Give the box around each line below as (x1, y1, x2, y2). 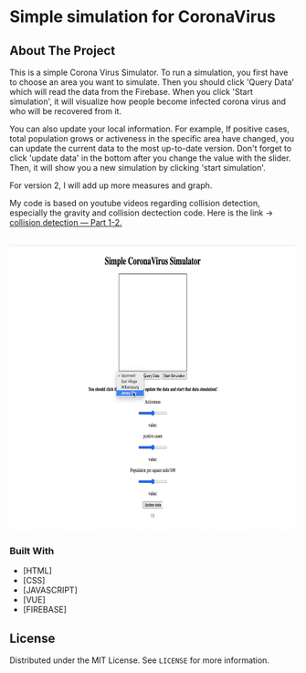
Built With (9, 544, 55, 557)
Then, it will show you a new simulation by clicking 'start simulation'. (9, 163, 267, 173)
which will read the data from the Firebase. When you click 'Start (9, 87, 253, 97)
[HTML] (22, 565, 53, 576)
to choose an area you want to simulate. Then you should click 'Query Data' (9, 77, 295, 88)
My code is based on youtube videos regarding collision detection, (9, 198, 260, 208)
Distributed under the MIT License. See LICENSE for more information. (9, 655, 269, 666)
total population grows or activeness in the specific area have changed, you (9, 133, 295, 143)
